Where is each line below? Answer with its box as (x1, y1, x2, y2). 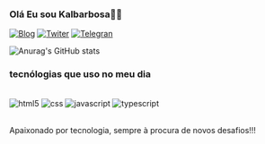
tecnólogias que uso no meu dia (9, 68, 151, 80)
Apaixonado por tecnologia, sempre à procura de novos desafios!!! (9, 124, 256, 135)
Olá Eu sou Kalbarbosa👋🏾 (9, 8, 123, 21)
